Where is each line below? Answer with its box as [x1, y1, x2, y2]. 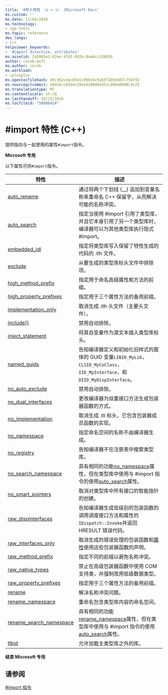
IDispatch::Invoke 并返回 [78, 520, 137, 527]
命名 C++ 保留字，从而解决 [93, 193, 156, 201]
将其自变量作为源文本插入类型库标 [78, 329, 159, 336]
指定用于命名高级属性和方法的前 [78, 276, 154, 283]
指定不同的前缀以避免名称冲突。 [78, 553, 154, 560]
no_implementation [7, 416, 53, 423]
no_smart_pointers [7, 491, 51, 498]
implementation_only [7, 306, 56, 313]
